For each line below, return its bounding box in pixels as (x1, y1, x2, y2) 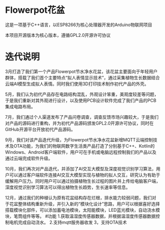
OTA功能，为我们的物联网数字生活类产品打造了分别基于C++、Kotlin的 (13, 143, 155, 149)
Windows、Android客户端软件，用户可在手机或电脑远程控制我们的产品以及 (5, 149, 157, 155)
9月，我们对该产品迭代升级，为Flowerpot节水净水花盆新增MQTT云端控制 (5, 136, 153, 143)
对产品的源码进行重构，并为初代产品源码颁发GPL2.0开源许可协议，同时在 (5, 120, 154, 126)
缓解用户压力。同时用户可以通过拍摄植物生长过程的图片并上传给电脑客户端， (5, 178, 161, 184)
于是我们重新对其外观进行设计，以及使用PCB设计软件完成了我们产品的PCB (5, 97, 157, 103)
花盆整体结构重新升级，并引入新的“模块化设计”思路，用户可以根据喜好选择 (9, 200, 160, 207)
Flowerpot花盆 (5, 4, 65, 16)
